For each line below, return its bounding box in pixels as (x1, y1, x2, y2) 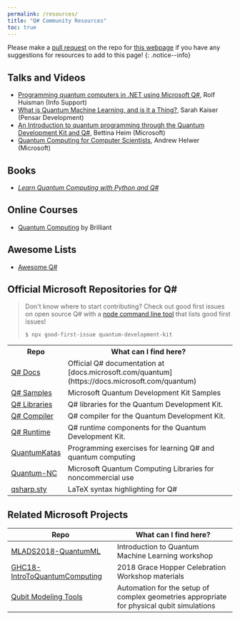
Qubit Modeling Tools (11, 592, 83, 602)
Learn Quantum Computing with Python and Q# (17, 184, 159, 191)
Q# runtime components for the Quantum (67, 423, 206, 433)
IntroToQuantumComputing (11, 571, 102, 581)
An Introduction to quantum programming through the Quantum (17, 121, 205, 129)
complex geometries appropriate (116, 592, 227, 602)
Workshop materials (116, 571, 184, 581)
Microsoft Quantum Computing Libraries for (67, 464, 214, 474)
